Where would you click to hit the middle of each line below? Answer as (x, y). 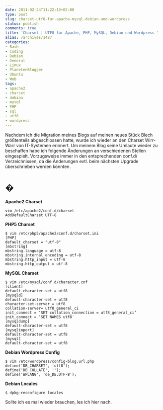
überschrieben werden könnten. (38, 166)
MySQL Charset (22, 273)
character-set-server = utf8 (35, 304)
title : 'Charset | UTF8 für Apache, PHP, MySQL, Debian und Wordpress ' (82, 33)
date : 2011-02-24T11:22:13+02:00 (40, 10)
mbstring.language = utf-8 (33, 251)
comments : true (21, 28)
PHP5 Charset (20, 224)
